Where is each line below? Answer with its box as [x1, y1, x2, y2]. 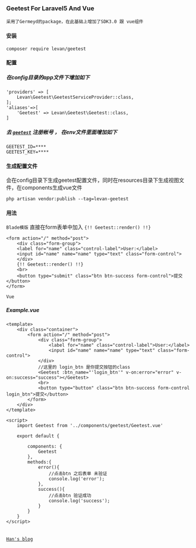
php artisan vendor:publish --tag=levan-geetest [6, 196, 129, 202]
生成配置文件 [6, 162, 37, 169]
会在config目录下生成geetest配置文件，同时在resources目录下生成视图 [6, 177, 179, 184]
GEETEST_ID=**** [6, 144, 46, 150]
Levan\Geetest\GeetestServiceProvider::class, [17, 94, 134, 101]
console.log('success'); [48, 498, 110, 504]
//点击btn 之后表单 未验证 [48, 471, 108, 477]
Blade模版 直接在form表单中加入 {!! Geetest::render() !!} [6, 223, 151, 231]
